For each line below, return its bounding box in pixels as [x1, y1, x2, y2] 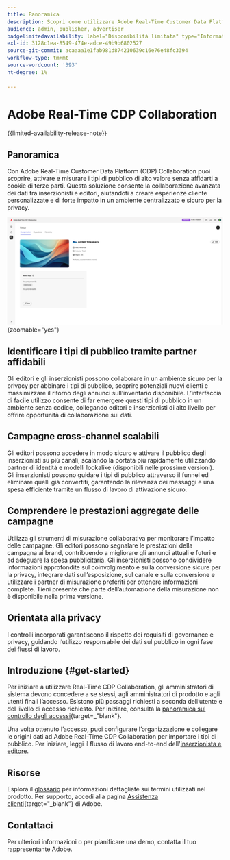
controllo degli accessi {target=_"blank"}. [7, 712, 122, 720]
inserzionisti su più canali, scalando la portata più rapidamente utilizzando [7, 456, 216, 464]
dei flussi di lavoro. [7, 645, 60, 653]
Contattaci [7, 820, 53, 831]
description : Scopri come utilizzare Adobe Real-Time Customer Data [7, 18, 207, 25]
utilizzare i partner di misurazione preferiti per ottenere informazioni [7, 578, 199, 586]
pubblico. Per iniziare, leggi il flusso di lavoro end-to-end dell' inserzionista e [7, 740, 222, 748]
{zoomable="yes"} [7, 325, 60, 334]
